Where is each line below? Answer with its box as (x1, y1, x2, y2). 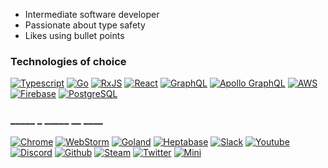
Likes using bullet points (24, 30, 125, 41)
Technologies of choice (10, 54, 127, 68)
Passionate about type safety (24, 19, 146, 31)
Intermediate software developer (24, 9, 160, 20)
